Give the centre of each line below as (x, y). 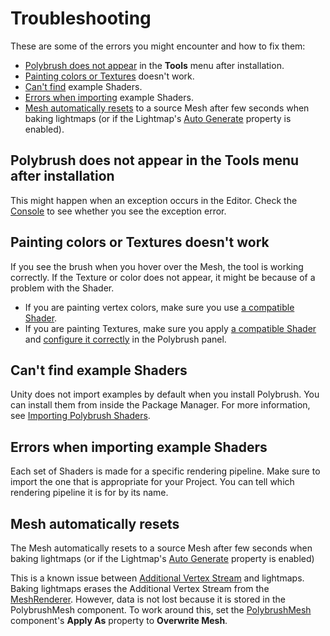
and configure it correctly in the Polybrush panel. (125, 339)
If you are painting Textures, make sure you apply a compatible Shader (170, 328)
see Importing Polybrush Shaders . (80, 416)
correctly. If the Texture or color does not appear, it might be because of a (163, 277)
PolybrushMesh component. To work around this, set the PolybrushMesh (161, 610)
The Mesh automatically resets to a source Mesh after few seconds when (161, 548)
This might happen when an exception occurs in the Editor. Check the (154, 200)
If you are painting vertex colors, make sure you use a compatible (159, 307)
